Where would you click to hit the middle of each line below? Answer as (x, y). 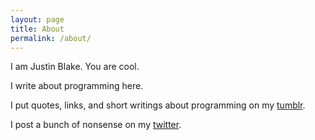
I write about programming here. (77, 86)
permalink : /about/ (51, 38)
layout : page (37, 19)
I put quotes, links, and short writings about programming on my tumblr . (158, 105)
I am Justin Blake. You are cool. (75, 67)
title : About (37, 29)
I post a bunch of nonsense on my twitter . (96, 125)
